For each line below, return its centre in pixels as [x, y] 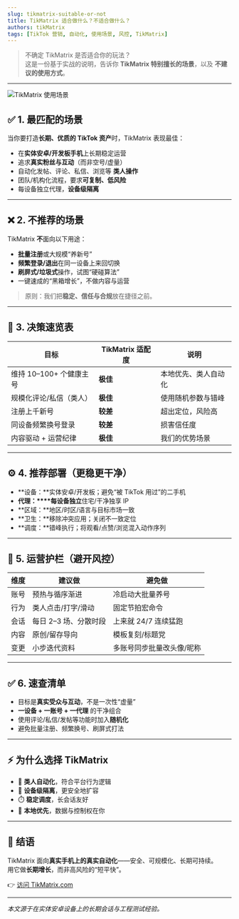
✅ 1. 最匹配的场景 [45, 120]
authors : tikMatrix [36, 27]
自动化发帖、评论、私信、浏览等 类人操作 [78, 171]
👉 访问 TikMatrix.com [40, 884]
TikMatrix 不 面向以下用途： [47, 238]
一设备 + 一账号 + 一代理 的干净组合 [69, 710]
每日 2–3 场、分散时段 [69, 621]
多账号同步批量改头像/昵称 [157, 648]
